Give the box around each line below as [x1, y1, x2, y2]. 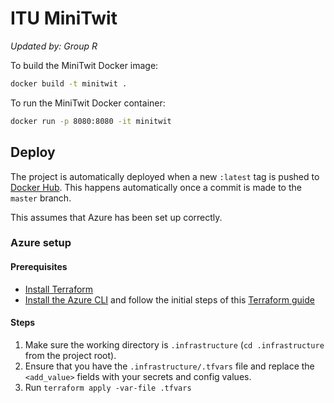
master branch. [10, 192, 72, 204]
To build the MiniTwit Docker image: [10, 59, 159, 71]
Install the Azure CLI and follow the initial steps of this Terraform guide [24, 293, 315, 306]
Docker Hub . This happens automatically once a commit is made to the [10, 181, 302, 193]
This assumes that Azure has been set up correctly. [10, 211, 223, 223]
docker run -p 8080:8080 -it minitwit [10, 116, 172, 126]
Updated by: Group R [10, 40, 98, 52]
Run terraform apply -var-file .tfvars [24, 381, 192, 393]
